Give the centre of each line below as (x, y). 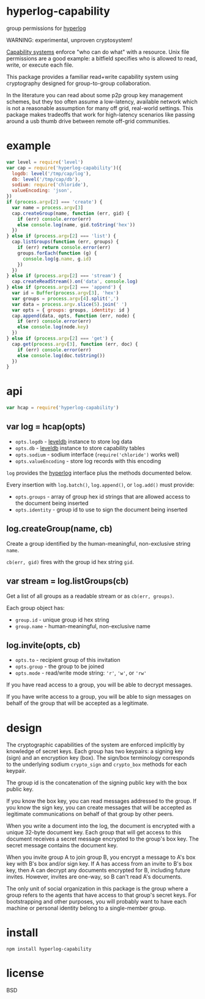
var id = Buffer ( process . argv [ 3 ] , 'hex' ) (65, 293)
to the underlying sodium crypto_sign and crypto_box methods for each (97, 764)
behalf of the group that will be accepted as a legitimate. (77, 703)
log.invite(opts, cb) (43, 645)
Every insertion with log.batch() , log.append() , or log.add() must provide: (100, 485)
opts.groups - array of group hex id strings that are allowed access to (103, 496)
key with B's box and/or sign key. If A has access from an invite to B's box (99, 864)
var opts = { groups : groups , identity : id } (71, 310)
